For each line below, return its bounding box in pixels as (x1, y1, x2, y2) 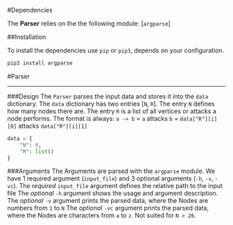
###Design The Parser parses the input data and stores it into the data (7, 92, 209, 100)
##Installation (7, 33, 46, 41)
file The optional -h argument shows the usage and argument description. (7, 189, 218, 197)
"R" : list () (19, 148, 54, 155)
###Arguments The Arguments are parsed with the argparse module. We (7, 167, 216, 176)
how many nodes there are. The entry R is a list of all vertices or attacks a (7, 107, 216, 115)
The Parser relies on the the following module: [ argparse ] (7, 19, 171, 27)
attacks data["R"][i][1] (18, 122, 88, 130)
